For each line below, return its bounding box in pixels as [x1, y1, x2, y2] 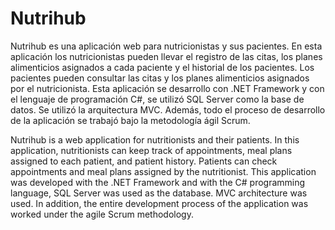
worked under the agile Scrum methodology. [10, 208, 194, 220]
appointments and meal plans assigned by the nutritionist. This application [10, 165, 317, 177]
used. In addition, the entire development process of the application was [10, 197, 309, 209]
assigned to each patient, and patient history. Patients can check [10, 155, 278, 167]
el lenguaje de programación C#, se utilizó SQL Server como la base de [10, 93, 305, 105]
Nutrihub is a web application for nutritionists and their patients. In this [10, 133, 300, 146]
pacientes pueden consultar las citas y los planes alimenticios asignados [10, 72, 310, 84]
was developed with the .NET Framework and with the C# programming [10, 176, 306, 188]
